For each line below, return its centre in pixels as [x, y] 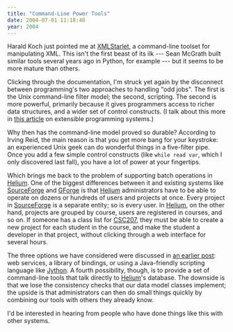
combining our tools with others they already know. [81, 300]
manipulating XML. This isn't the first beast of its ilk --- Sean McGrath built [114, 54]
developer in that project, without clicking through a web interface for [107, 235]
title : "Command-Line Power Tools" [59, 14]
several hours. [28, 242]
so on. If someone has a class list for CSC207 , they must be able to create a [115, 220]
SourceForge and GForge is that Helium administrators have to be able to [112, 190]
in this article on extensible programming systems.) [81, 119]
